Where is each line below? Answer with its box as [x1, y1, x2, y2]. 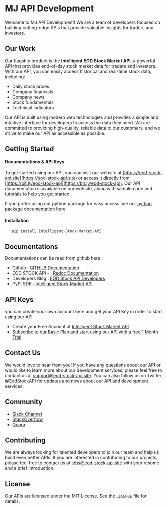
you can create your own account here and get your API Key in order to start [5, 309, 162, 315]
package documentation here [5, 206, 66, 212]
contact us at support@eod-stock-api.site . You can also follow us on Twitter [5, 372, 162, 378]
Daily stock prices [12, 83, 50, 89]
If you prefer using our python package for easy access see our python [5, 201, 152, 207]
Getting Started [5, 145, 54, 153]
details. [5, 498, 20, 504]
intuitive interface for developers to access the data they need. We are [5, 119, 150, 125]
